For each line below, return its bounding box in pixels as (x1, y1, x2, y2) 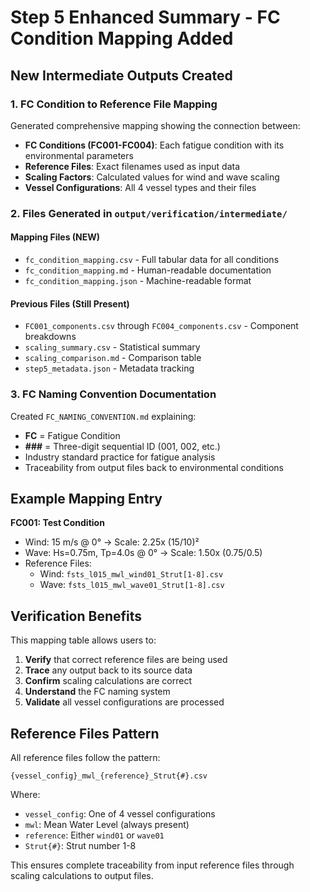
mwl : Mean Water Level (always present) (24, 818, 190, 830)
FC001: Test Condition (10, 517, 105, 529)
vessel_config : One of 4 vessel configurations (24, 807, 216, 820)
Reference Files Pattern (10, 725, 160, 742)
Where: (10, 788, 41, 800)
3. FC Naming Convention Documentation (10, 387, 217, 401)
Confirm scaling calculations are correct (24, 675, 192, 687)
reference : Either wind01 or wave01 (24, 829, 165, 841)
